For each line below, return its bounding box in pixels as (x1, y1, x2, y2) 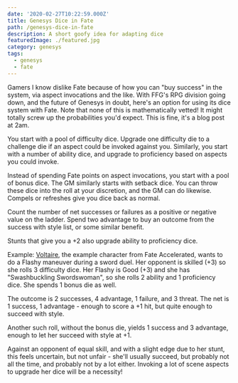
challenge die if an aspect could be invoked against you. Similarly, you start (7, 142, 228, 150)
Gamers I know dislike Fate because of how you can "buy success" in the (7, 83, 222, 91)
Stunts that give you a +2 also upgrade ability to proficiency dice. (7, 236, 198, 245)
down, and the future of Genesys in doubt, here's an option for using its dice (7, 98, 231, 107)
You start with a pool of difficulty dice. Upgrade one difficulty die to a (7, 135, 210, 143)
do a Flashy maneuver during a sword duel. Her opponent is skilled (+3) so (7, 258, 226, 266)
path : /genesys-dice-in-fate (7, 23, 94, 31)
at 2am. (7, 120, 30, 129)
